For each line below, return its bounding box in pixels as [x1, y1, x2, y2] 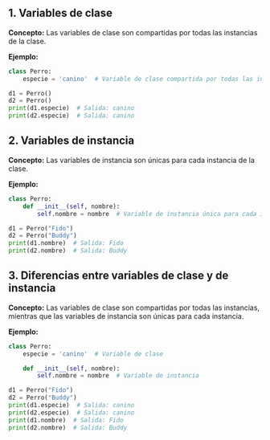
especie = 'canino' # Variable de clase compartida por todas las [22, 75, 253, 83]
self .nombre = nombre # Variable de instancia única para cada [37, 210, 257, 218]
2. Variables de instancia [8, 134, 135, 148]
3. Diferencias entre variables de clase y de [8, 269, 229, 283]
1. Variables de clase [8, 6, 112, 20]
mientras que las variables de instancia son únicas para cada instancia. [8, 311, 244, 320]
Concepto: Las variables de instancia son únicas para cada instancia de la [8, 155, 256, 165]
